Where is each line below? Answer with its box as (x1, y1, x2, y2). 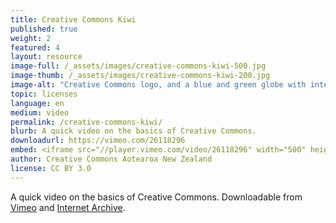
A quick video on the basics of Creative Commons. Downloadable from (10, 191, 303, 203)
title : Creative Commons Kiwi (10, 14, 137, 25)
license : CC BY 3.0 (10, 163, 92, 173)
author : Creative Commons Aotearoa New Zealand (10, 154, 213, 164)
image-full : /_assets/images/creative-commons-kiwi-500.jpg (10, 61, 267, 71)
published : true (10, 24, 78, 34)
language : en (10, 98, 65, 108)
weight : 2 (10, 33, 52, 43)
